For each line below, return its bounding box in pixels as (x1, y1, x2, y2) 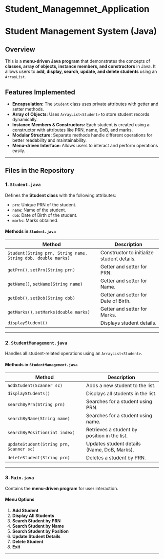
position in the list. (86, 432, 128, 439)
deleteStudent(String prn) (7, 455, 70, 461)
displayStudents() (7, 391, 50, 397)
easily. (12, 148, 25, 154)
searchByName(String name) (7, 416, 70, 422)
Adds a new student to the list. (86, 382, 156, 389)
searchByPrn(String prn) (7, 402, 65, 407)
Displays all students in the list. (86, 390, 157, 397)
